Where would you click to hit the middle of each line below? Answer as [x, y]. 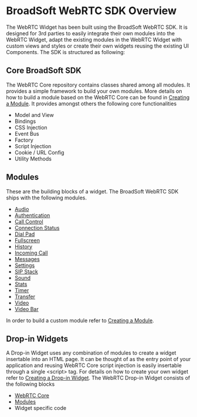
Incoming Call [31, 253]
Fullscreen [27, 240]
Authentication [32, 215]
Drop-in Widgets [37, 338]
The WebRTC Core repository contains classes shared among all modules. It [98, 85]
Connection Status [37, 228]
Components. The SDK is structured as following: [66, 52]
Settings [25, 265]
